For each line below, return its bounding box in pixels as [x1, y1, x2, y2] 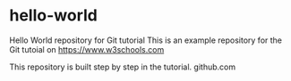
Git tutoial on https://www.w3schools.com [9, 44, 165, 54]
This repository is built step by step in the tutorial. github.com [9, 61, 235, 72]
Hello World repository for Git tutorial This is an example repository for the [9, 35, 283, 45]
